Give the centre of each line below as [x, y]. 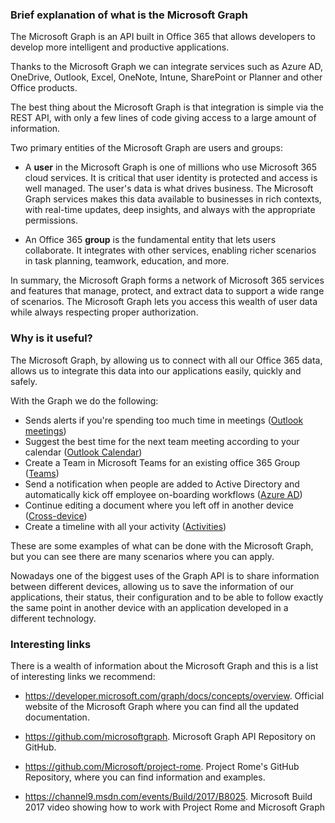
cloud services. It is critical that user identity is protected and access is [171, 178]
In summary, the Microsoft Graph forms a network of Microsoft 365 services [167, 280]
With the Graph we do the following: [84, 400]
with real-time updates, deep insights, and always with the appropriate [170, 210]
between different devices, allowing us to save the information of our [152, 586]
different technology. [53, 618]
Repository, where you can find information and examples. [145, 777]
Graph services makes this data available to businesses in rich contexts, [173, 199]
